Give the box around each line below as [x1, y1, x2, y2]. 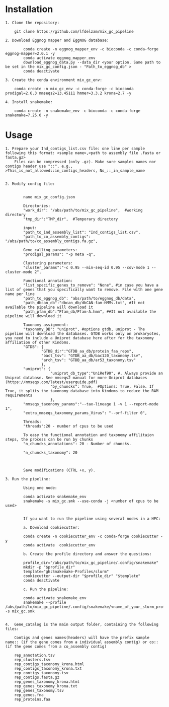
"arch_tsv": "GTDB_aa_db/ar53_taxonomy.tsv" [41, 358, 136, 363]
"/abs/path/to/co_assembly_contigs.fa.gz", [5, 238, 98, 244]
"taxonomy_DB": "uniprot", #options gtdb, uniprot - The [23, 326, 145, 332]
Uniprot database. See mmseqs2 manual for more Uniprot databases [5, 375, 147, 380]
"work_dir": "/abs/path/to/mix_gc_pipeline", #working [23, 207, 143, 213]
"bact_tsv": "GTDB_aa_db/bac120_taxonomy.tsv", [41, 353, 143, 358]
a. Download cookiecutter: [23, 525, 80, 530]
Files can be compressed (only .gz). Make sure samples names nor [14, 159, 156, 164]
